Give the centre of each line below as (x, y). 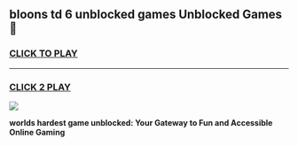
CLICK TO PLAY (43, 54)
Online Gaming (37, 132)
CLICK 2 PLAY (40, 87)
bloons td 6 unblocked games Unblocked (125, 15)
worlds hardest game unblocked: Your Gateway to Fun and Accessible (141, 122)
